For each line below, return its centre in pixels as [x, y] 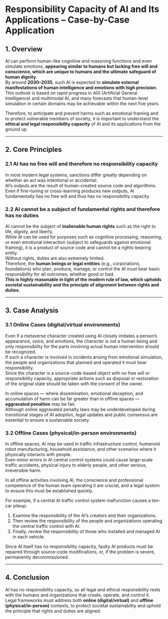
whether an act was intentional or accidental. [51, 180]
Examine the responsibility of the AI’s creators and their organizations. [84, 515]
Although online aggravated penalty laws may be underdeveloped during [80, 409]
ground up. [16, 129]
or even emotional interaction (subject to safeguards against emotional [78, 242]
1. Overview [24, 49]
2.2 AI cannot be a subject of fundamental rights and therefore [83, 209]
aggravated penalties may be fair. [40, 404]
